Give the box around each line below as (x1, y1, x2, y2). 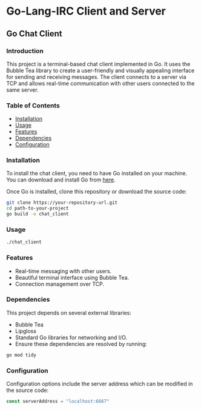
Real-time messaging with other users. (15, 267, 112, 274)
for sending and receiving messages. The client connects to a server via (6, 73, 186, 80)
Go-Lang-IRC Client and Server (6, 4, 166, 18)
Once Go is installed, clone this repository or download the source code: (6, 188, 187, 195)
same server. (6, 86, 39, 93)
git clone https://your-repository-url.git (6, 200, 118, 206)
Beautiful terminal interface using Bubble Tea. (15, 274, 130, 281)
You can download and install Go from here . (6, 176, 116, 183)
